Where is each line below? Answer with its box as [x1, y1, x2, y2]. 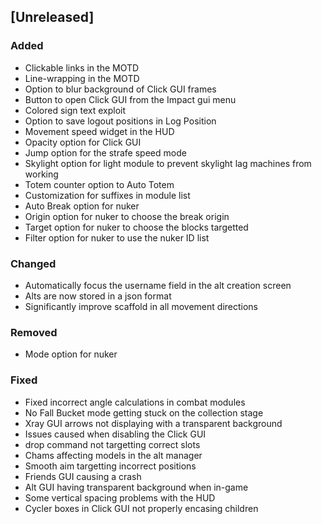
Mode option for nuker [24, 348, 118, 360]
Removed [10, 325, 58, 339]
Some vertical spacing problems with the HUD [24, 491, 216, 504]
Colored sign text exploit [24, 104, 127, 116]
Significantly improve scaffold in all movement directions [24, 300, 258, 312]
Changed [10, 256, 57, 270]
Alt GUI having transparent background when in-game [24, 481, 249, 493]
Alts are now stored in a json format [24, 290, 172, 302]
